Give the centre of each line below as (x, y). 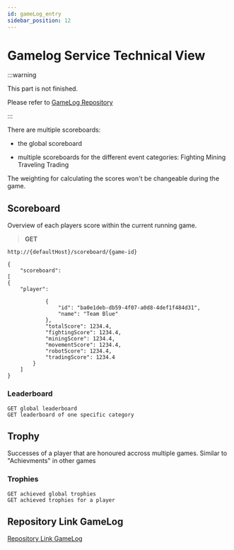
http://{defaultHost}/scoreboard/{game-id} (72, 252)
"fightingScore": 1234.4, (83, 333)
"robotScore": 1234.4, (78, 351)
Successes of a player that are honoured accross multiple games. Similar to (117, 453)
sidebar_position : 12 (39, 21)
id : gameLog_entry (34, 14)
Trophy (24, 436)
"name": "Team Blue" (88, 314)
